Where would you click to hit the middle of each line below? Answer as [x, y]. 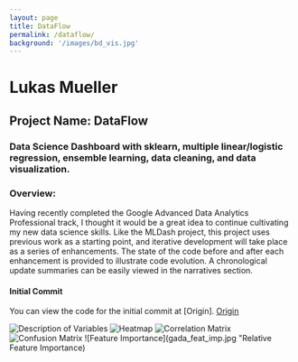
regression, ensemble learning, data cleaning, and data [133, 157]
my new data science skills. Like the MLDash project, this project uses [140, 232]
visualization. [40, 169]
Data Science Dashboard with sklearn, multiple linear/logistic [146, 146]
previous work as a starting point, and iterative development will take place [149, 242]
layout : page [34, 18]
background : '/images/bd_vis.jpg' [74, 43]
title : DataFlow [40, 26]
